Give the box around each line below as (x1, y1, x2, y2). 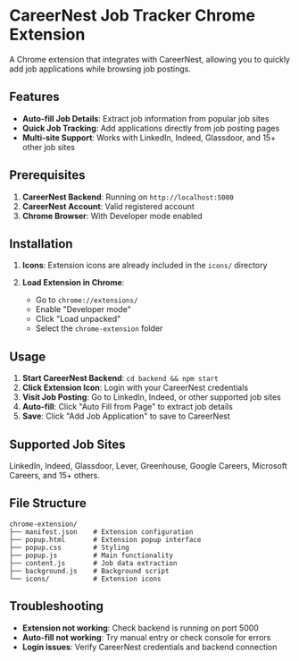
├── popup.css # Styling (9, 543, 129, 552)
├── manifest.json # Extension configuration (9, 527, 194, 537)
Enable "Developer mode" (35, 304, 131, 315)
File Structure (9, 496, 87, 511)
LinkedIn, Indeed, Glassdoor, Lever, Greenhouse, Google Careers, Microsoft (9, 461, 287, 470)
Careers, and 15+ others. (9, 470, 101, 480)
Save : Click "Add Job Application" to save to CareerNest (21, 411, 230, 421)
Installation (9, 236, 73, 251)
